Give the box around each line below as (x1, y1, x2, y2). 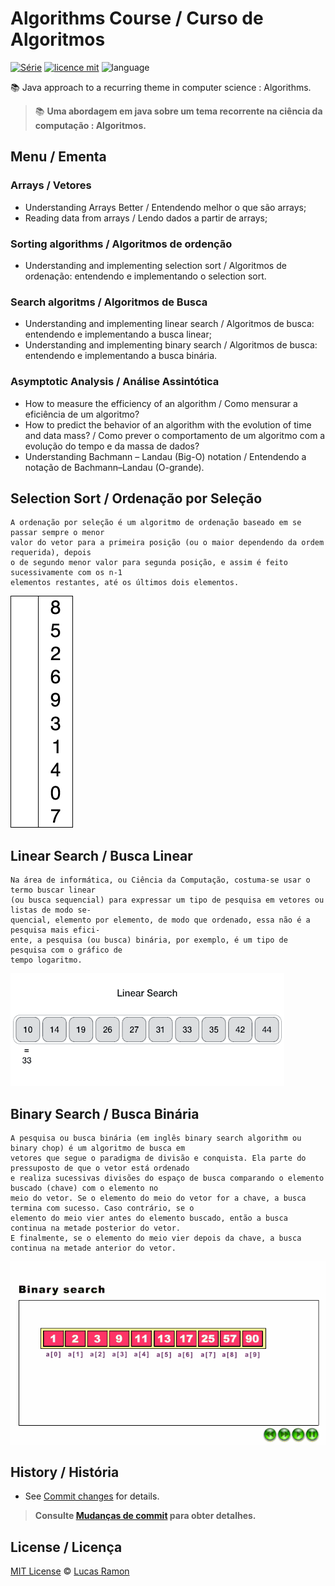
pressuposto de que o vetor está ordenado (10, 1163, 190, 1173)
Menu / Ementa (10, 148, 107, 166)
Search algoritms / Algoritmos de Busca (10, 295, 208, 309)
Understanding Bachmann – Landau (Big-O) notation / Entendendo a (24, 450, 307, 462)
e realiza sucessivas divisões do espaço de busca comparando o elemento (10, 1173, 325, 1183)
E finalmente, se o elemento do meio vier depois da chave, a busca (10, 1233, 302, 1243)
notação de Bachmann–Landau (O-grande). (24, 461, 205, 473)
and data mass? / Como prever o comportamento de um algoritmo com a (24, 429, 326, 441)
